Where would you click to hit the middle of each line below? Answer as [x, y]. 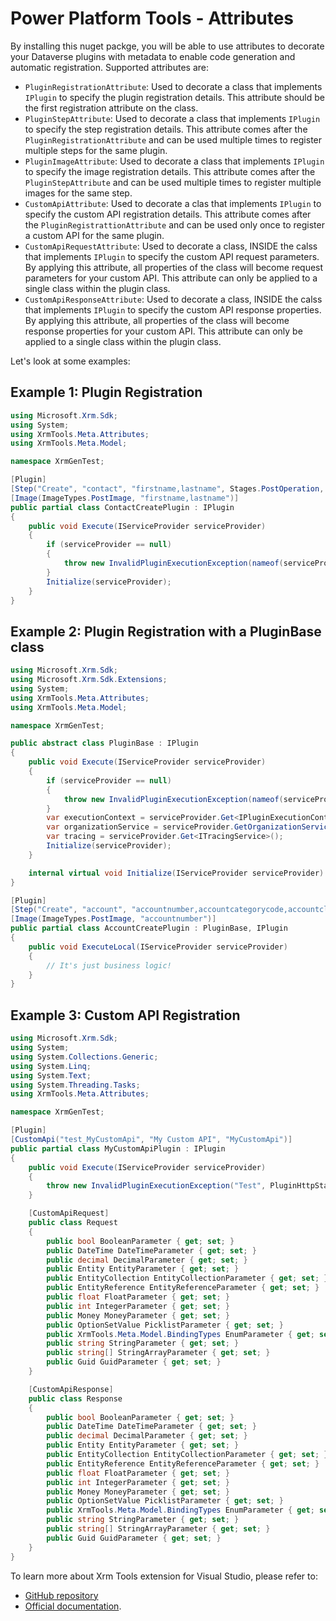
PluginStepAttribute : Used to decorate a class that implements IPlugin [172, 118]
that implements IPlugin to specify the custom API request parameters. [172, 256]
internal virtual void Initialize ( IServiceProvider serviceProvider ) [176, 873]
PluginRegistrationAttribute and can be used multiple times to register [173, 139]
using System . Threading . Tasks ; [75, 1085]
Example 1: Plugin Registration [106, 392]
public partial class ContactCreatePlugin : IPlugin [122, 507]
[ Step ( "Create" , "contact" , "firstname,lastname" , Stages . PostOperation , [167, 489]
